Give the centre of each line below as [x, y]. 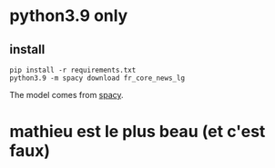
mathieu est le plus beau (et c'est [137, 132]
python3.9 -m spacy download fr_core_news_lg [97, 78]
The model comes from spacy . [67, 95]
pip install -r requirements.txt [73, 70]
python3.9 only [69, 16]
